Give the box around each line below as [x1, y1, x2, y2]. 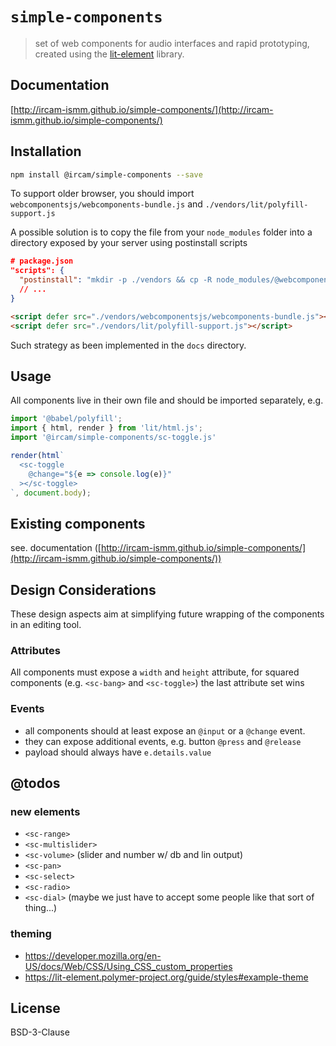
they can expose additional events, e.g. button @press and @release [24, 735, 302, 747]
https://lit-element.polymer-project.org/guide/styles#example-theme [24, 971, 309, 983]
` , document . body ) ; [10, 488, 92, 498]
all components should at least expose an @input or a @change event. [24, 724, 306, 737]
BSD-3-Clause [10, 1026, 70, 1038]
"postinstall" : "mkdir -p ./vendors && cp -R [19, 275, 213, 285]
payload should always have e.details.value [24, 746, 212, 758]
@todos [10, 774, 61, 792]
